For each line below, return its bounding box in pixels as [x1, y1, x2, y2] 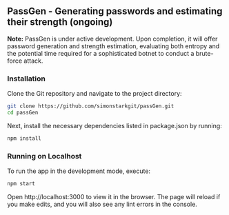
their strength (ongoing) [7, 17, 113, 28]
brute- [195, 49, 214, 57]
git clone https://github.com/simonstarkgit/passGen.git [7, 103, 175, 110]
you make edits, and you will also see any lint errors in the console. [7, 200, 198, 208]
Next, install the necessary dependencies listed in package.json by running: [7, 121, 222, 130]
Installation [7, 74, 46, 83]
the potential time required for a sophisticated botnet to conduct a [7, 49, 195, 57]
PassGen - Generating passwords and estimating [7, 6, 223, 17]
